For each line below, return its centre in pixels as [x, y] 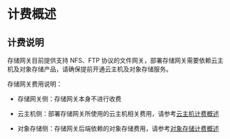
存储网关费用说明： [35, 84]
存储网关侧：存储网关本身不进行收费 [69, 99]
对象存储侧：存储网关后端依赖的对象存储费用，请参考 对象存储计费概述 [118, 129]
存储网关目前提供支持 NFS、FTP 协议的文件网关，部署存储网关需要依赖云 [112, 60]
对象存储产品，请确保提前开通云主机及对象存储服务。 [95, 69]
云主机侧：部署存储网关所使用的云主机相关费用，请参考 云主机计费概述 [118, 114]
